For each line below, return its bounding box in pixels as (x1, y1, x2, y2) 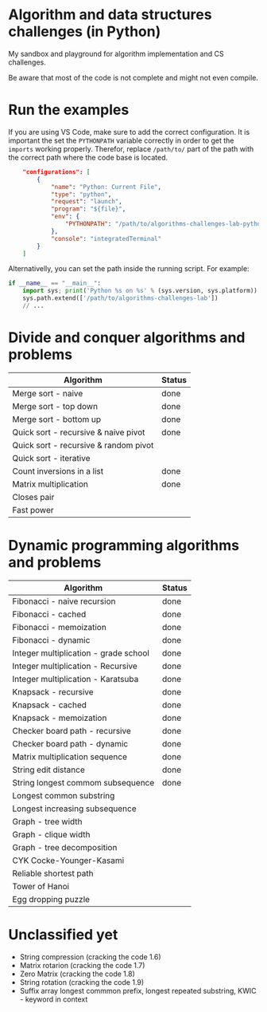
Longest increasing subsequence (12, 803, 137, 814)
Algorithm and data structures (8, 6, 212, 24)
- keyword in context (19, 994, 88, 1004)
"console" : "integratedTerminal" (50, 234, 161, 242)
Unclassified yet (8, 925, 118, 943)
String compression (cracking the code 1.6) (19, 951, 161, 962)
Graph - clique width (12, 829, 91, 840)
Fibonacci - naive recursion (12, 596, 116, 607)
